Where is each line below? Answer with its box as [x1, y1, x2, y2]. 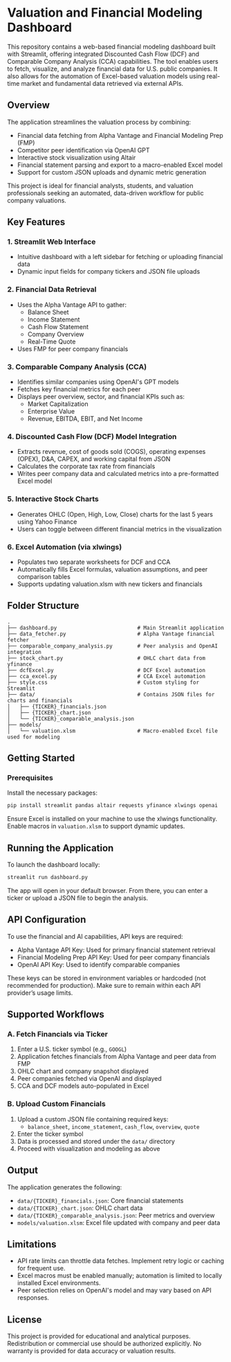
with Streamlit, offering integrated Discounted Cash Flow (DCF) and [7, 50, 199, 58]
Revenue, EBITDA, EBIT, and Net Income [27, 414, 143, 423]
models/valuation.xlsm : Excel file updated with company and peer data [17, 1218, 221, 1227]
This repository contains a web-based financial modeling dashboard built [7, 42, 216, 51]
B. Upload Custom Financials [7, 1099, 106, 1109]
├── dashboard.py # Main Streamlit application [7, 624, 225, 631]
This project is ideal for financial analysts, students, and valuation [7, 182, 194, 190]
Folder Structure [7, 600, 80, 612]
